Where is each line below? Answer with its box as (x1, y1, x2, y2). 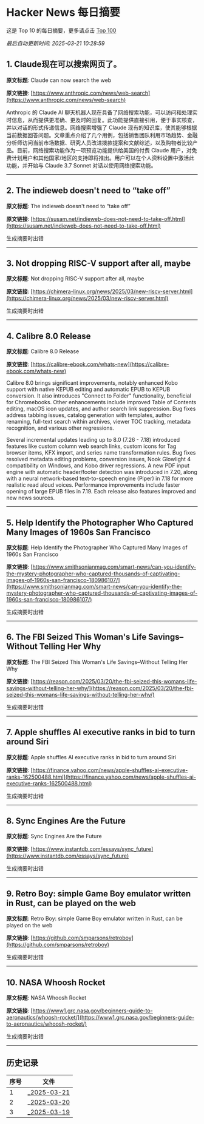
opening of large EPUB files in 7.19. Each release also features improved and (6, 488, 196, 495)
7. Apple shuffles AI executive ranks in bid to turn (6, 727, 195, 737)
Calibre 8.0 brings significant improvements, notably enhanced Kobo (6, 379, 178, 387)
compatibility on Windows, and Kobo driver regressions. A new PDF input (6, 462, 190, 469)
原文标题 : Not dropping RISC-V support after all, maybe (6, 275, 144, 282)
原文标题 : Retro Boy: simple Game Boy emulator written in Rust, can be (6, 915, 183, 923)
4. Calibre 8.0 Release (6, 331, 91, 341)
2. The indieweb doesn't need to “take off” (6, 186, 171, 196)
